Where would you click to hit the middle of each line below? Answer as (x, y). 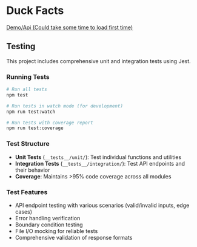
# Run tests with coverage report (50, 123)
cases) (23, 211)
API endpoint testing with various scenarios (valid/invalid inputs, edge (102, 205)
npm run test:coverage (35, 128)
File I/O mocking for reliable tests (56, 231)
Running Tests (28, 76)
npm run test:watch (31, 112)
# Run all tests (27, 90)
